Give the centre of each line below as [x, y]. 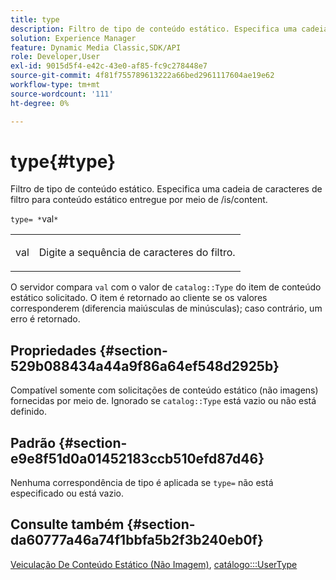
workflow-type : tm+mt [55, 85]
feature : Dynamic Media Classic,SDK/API [96, 47]
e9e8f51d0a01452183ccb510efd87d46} [137, 458]
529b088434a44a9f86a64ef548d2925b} [145, 366]
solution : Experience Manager [73, 38]
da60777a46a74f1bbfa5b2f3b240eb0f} [137, 540]
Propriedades [53, 350]
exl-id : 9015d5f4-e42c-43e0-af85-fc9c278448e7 [109, 66]
